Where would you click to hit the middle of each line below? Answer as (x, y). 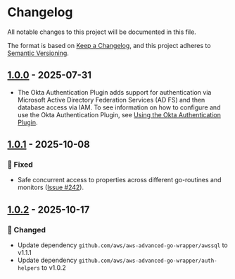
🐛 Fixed (20, 165)
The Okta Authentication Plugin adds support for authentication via (114, 92)
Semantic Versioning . (38, 53)
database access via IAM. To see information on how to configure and (119, 107)
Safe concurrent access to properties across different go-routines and (119, 180)
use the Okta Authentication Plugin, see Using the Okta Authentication (119, 114)
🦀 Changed (26, 230)
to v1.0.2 (53, 268)
